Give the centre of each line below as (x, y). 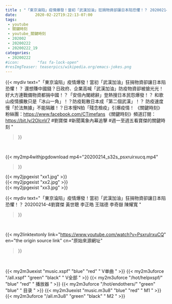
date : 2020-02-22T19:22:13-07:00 (49, 15)
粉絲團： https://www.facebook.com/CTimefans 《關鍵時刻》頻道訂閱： (81, 114)
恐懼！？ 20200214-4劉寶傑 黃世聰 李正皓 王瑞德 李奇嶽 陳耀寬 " (73, 204)
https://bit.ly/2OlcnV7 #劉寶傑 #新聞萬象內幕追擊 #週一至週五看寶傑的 (79, 121)
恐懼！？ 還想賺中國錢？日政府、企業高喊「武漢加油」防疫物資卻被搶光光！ (84, 89)
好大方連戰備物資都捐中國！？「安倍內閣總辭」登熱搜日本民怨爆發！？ (79, 95)
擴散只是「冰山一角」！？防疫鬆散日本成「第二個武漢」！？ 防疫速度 (91, 101)
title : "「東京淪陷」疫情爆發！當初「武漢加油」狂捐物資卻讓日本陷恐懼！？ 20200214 (87, 10)
